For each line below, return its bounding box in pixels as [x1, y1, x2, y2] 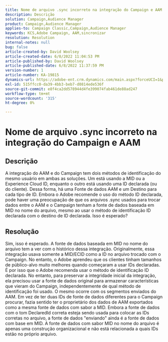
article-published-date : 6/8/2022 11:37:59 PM [5, 63, 104, 68]
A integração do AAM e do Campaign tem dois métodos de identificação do [5, 170, 161, 176]
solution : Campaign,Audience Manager [5, 17, 84, 22]
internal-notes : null [5, 40, 50, 45]
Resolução [5, 227, 39, 236]
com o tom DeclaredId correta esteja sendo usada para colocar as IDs [5, 309, 149, 315]
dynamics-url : [5, 77, 35, 82]
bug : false [5, 45, 28, 50]
